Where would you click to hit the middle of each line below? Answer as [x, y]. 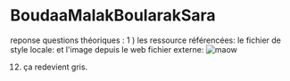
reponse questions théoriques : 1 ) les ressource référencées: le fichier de [146, 40]
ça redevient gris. [55, 67]
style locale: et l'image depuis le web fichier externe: [107, 49]
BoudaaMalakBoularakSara [113, 16]
